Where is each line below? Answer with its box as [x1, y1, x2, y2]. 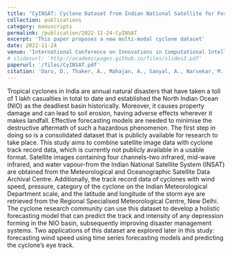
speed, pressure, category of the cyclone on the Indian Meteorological [7, 182, 208, 190]
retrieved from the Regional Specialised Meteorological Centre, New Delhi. [7, 197, 219, 205]
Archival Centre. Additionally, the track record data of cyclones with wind [7, 175, 215, 183]
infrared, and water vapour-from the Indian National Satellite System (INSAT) [7, 160, 225, 168]
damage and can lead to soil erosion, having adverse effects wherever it [7, 108, 213, 117]
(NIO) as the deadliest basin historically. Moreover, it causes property [7, 101, 205, 110]
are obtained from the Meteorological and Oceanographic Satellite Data [7, 167, 211, 176]
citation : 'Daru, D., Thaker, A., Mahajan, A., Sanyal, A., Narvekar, [7, 68, 215, 75]
